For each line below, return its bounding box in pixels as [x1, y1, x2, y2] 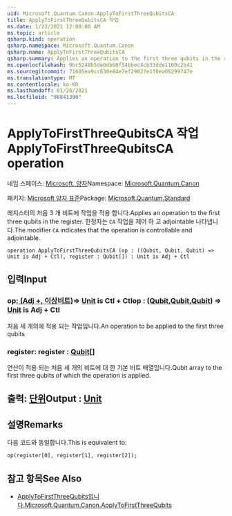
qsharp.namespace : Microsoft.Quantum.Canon [7, 42, 135, 49]
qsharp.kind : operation [7, 36, 76, 43]
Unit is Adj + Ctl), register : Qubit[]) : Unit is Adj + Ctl [7, 253, 190, 260]
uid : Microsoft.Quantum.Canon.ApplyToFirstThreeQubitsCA [7, 10, 175, 17]
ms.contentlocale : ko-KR [7, 81, 79, 88]
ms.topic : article [7, 29, 60, 37]
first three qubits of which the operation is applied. [7, 371, 151, 379]
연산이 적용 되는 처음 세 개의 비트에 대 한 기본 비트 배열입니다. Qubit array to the [7, 363, 222, 371]
